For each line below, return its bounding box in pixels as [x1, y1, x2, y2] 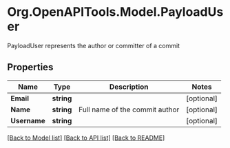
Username [10, 116, 46, 125]
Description [109, 82, 149, 92]
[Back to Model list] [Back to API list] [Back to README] [7, 134, 165, 142]
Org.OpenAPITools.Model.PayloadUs [7, 4, 224, 20]
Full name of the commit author [79, 105, 180, 114]
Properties [7, 61, 54, 73]
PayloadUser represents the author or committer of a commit [7, 41, 180, 50]
